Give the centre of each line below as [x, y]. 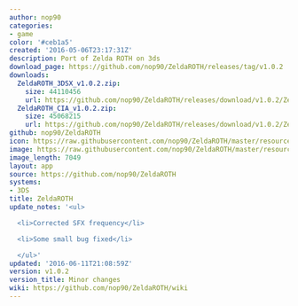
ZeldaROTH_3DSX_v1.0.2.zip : [69, 83]
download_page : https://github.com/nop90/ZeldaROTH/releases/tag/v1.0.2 [146, 67]
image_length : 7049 [45, 157]
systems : [25, 183]
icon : [19, 141]
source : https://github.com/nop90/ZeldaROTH [93, 174]
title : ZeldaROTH [41, 199]
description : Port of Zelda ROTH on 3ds [85, 59]
